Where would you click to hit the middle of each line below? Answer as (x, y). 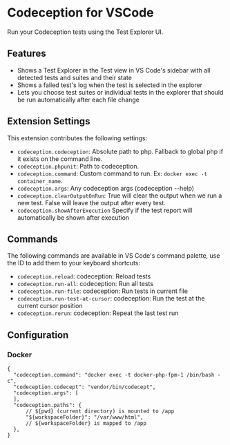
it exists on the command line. (60, 159)
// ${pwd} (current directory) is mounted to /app (100, 411)
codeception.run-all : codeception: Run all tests (85, 284)
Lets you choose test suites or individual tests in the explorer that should (120, 92)
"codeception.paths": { (47, 406)
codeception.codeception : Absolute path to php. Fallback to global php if (120, 151)
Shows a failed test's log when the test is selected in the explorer (109, 85)
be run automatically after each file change (78, 100)
